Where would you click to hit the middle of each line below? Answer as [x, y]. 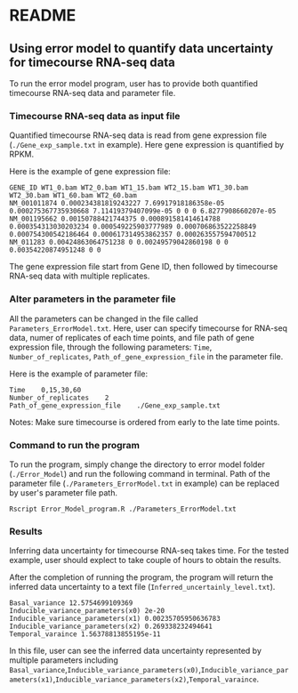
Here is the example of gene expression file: [90, 172]
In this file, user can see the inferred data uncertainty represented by [136, 651]
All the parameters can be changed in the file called [104, 318]
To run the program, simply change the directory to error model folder [137, 464]
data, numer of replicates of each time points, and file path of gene [132, 337]
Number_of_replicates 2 [59, 398]
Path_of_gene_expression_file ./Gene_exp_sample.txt [115, 406]
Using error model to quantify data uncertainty [141, 48]
